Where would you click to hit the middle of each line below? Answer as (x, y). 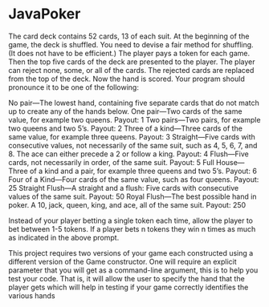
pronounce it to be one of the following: (73, 87)
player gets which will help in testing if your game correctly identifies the (128, 287)
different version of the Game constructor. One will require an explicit (122, 261)
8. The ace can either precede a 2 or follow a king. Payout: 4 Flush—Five (128, 154)
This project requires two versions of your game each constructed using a (131, 252)
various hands (32, 295)
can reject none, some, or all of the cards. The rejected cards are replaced (131, 70)
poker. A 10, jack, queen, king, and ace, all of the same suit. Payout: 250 (127, 204)
